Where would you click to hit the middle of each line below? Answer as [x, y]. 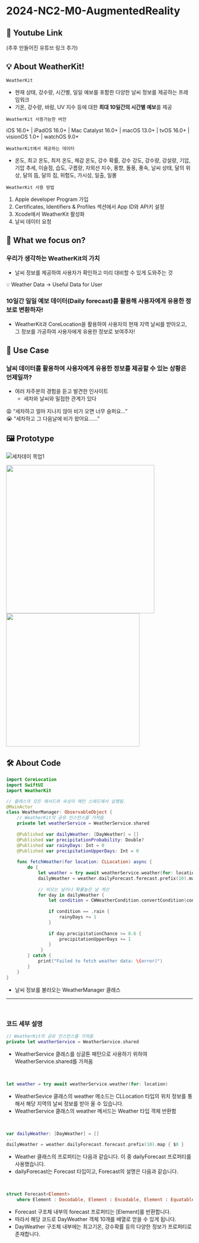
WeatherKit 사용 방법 [30, 187]
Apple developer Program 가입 [52, 199]
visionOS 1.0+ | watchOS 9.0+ [43, 136]
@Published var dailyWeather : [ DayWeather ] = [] [78, 834]
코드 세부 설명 [25, 1024]
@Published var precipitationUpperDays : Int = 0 [78, 851]
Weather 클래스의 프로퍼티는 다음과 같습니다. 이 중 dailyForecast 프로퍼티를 [103, 1156]
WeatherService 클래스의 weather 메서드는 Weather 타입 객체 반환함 [95, 1111]
